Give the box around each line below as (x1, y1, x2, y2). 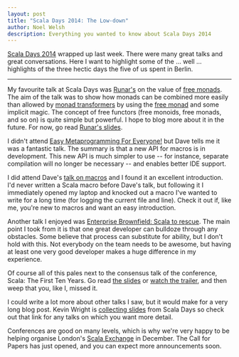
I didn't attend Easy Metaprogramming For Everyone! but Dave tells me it (7, 137, 221, 146)
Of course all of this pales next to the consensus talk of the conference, (7, 269, 218, 277)
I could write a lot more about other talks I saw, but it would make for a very (7, 298, 228, 307)
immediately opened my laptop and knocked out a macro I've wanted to (7, 188, 218, 197)
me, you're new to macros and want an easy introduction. (7, 203, 176, 212)
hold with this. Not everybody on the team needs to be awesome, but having (7, 240, 231, 249)
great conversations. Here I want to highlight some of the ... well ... (7, 58, 202, 66)
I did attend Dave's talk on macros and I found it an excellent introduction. (7, 174, 223, 182)
